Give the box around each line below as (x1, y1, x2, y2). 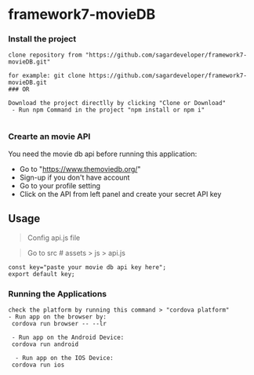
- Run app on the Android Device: (11, 333, 125, 341)
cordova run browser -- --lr (11, 319, 107, 327)
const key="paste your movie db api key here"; (8, 263, 167, 271)
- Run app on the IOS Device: (15, 354, 114, 362)
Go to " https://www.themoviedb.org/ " (19, 164, 141, 173)
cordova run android (11, 340, 79, 348)
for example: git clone (8, 72, 86, 80)
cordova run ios (11, 361, 65, 369)
